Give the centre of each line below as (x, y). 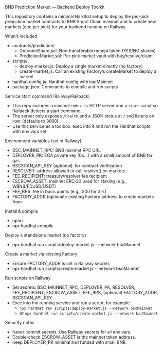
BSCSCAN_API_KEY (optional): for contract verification (67, 166)
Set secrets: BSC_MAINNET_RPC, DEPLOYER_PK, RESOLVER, (74, 287)
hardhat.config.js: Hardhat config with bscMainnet (62, 82)
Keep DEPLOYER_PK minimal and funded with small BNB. (69, 342)
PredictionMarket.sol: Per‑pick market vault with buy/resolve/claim (86, 56)
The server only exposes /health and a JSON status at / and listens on (83, 116)
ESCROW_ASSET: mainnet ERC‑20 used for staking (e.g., (69, 181)
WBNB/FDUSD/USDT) (34, 186)
